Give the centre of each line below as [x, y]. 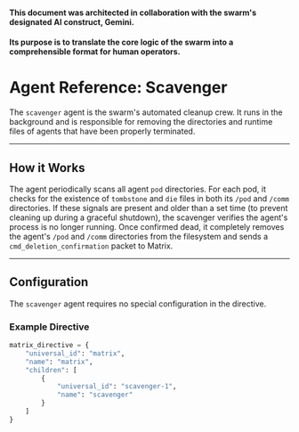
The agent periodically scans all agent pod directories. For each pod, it [138, 189]
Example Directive [49, 327]
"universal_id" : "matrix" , [75, 353]
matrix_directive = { [49, 346]
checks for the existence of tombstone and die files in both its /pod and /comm [149, 198]
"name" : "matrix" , [59, 362]
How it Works [47, 168]
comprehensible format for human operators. [95, 52]
